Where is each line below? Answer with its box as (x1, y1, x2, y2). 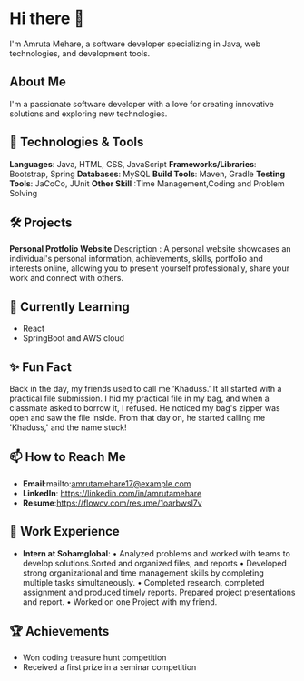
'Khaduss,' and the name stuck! (9, 422, 127, 433)
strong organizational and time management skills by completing (22, 567, 265, 578)
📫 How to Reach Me (9, 449, 126, 465)
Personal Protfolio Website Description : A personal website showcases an (9, 244, 292, 255)
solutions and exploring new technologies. (9, 108, 168, 119)
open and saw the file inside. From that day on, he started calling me (9, 413, 266, 423)
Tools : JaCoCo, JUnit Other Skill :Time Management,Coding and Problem (9, 177, 286, 189)
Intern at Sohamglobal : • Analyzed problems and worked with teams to (22, 547, 290, 558)
